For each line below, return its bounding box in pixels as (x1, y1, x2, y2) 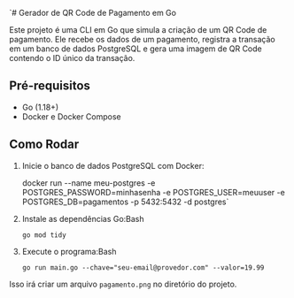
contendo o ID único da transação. (9, 53, 135, 63)
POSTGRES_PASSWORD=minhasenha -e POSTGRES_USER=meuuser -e (21, 187, 285, 197)
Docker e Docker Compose (21, 111, 121, 122)
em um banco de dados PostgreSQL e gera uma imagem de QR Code (9, 43, 263, 54)
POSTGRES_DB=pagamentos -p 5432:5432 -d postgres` (21, 196, 229, 207)
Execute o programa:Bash (21, 246, 117, 256)
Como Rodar (9, 137, 80, 152)
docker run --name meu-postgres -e (21, 177, 156, 188)
